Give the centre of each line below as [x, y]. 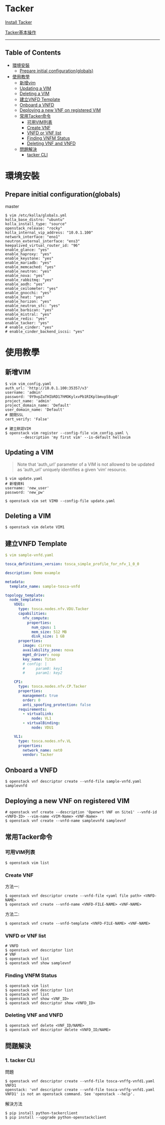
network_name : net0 [43, 750]
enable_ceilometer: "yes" [31, 288]
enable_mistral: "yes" [28, 314]
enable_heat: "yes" [25, 297]
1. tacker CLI [20, 1061]
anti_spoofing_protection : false [57, 705]
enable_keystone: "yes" [29, 258]
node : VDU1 [42, 728]
